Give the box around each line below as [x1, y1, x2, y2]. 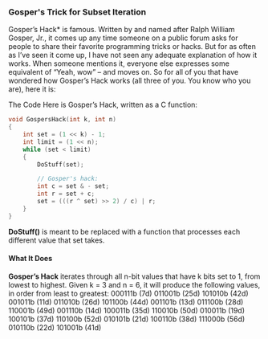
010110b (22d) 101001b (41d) [8, 322, 102, 332]
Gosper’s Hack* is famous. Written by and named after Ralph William [8, 25, 235, 35]
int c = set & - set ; [37, 182, 110, 190]
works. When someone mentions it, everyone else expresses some [8, 59, 230, 68]
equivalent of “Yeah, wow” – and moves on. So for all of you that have [8, 67, 239, 77]
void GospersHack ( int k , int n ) [8, 116, 116, 124]
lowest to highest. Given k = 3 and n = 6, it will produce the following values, [8, 280, 261, 289]
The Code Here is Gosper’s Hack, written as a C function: [8, 100, 198, 110]
